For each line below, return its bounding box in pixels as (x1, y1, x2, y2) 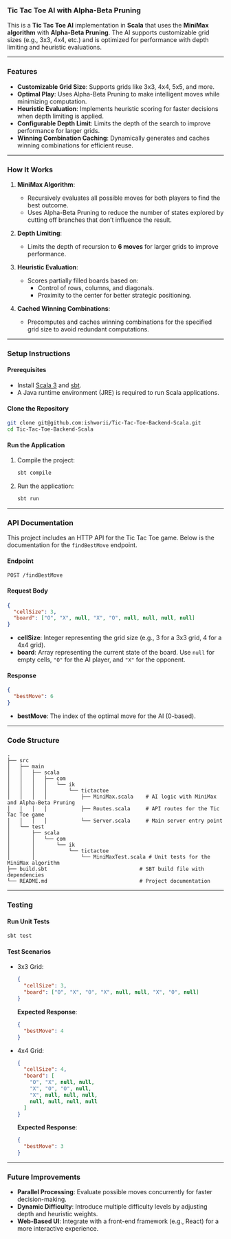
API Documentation (7, 518, 74, 527)
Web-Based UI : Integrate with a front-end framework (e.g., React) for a (16, 1217, 219, 1225)
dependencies (7, 872, 45, 879)
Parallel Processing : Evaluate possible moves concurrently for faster (16, 1188, 213, 1196)
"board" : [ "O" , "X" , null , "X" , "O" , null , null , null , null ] (13, 615, 196, 622)
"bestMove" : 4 (23, 1027, 64, 1034)
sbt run (16, 495, 39, 502)
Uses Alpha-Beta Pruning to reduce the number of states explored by (27, 208, 224, 216)
